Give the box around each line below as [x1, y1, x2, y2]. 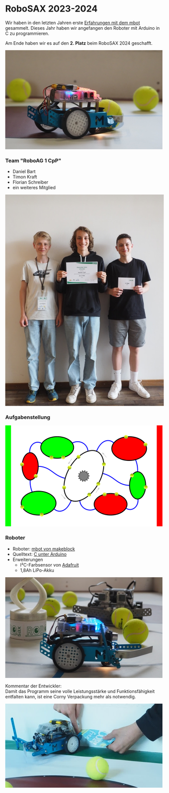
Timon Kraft [12, 174, 37, 180]
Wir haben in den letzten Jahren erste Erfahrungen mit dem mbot [5, 20, 140, 26]
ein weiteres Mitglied [12, 185, 56, 191]
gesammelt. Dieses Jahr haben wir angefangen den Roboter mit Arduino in [5, 25, 160, 31]
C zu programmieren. [5, 30, 49, 36]
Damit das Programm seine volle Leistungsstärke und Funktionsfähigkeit [5, 688, 155, 694]
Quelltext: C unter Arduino [12, 551, 67, 557]
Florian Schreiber [12, 179, 49, 185]
